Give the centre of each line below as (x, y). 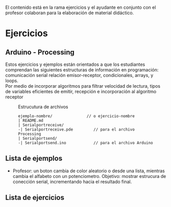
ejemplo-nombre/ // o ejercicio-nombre (77, 116)
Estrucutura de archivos (43, 107)
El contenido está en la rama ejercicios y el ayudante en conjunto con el (81, 7)
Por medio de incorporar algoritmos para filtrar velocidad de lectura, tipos (83, 86)
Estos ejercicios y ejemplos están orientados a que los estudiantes (75, 64)
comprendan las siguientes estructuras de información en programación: (82, 70)
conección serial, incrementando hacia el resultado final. (72, 182)
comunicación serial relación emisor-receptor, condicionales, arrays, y (79, 75)
